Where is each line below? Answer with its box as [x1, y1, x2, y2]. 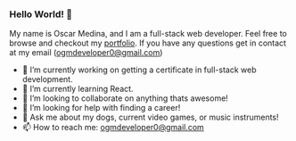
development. [21, 74, 73, 85]
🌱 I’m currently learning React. [21, 84, 134, 95]
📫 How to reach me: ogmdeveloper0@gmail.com [21, 122, 205, 133]
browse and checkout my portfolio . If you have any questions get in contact [9, 37, 287, 48]
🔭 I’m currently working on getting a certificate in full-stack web [21, 64, 257, 75]
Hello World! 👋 [9, 8, 73, 21]
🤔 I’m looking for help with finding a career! [21, 103, 181, 113]
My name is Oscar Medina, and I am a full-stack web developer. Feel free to [9, 29, 287, 39]
